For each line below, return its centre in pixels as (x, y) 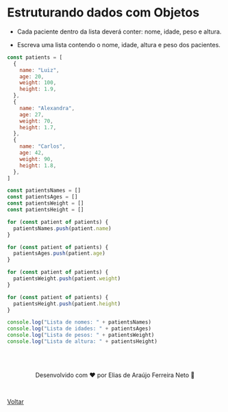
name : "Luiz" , (39, 70)
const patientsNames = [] (44, 191)
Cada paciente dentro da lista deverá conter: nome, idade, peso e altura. (119, 31)
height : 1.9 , (38, 89)
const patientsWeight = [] (46, 203)
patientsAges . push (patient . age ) (60, 254)
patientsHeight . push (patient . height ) (67, 304)
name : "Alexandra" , (47, 108)
